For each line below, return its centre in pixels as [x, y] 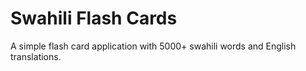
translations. [36, 56]
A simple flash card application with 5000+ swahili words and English [153, 46]
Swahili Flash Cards [94, 18]
